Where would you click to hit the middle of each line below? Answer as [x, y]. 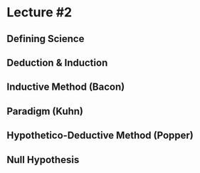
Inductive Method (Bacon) [66, 87]
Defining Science [46, 39]
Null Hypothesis [43, 160]
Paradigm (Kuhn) [45, 111]
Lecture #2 [40, 12]
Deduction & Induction [57, 62]
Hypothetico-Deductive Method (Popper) [100, 136]
